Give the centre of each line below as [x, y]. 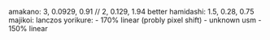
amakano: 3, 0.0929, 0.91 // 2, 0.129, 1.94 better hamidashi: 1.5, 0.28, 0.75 [131, 12]
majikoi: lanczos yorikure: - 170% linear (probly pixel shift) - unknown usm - [135, 20]
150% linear [28, 28]
